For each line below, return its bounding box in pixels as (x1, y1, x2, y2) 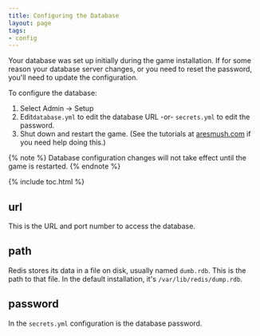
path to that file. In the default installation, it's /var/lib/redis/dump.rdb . (8, 274, 243, 283)
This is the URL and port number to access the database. (8, 221, 195, 231)
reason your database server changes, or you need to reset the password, (8, 65, 253, 74)
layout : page (8, 19, 52, 27)
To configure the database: (8, 89, 97, 98)
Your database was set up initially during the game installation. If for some (8, 56, 251, 65)
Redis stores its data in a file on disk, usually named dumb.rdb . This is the (8, 265, 246, 275)
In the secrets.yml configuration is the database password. (8, 318, 203, 328)
